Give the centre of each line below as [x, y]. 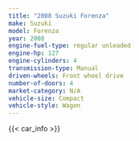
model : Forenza [34, 31]
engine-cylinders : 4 [43, 61]
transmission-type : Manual [53, 68]
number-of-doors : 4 [41, 83]
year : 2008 [27, 38]
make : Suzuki [30, 23]
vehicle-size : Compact [46, 98]
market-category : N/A [45, 91]
